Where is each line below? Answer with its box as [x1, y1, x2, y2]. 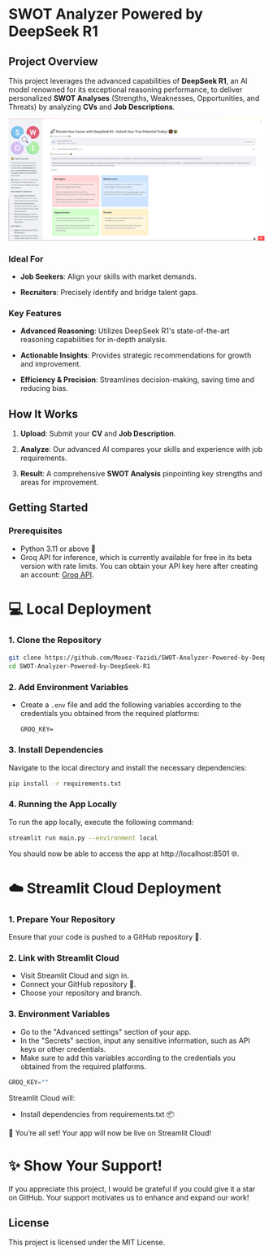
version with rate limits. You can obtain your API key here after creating [19, 561, 258, 571]
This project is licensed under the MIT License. [8, 1237, 166, 1248]
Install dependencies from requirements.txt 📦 [19, 1109, 175, 1118]
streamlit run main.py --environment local [8, 834, 158, 842]
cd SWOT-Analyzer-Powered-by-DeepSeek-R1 [8, 662, 151, 671]
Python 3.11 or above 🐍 [19, 544, 96, 554]
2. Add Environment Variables [8, 681, 128, 693]
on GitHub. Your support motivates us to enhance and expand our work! [8, 1192, 249, 1202]
